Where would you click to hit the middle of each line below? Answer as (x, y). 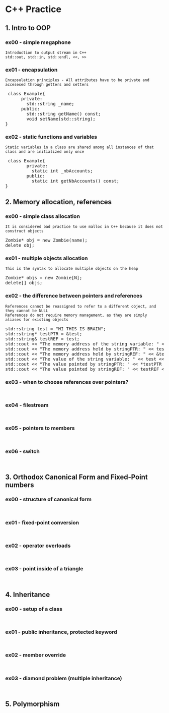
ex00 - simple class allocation (43, 216)
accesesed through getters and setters (47, 85)
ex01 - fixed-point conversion (42, 522)
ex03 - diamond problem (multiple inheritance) (64, 678)
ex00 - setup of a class (34, 609)
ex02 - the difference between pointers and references (74, 296)
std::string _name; (50, 104)
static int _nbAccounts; (62, 171)
